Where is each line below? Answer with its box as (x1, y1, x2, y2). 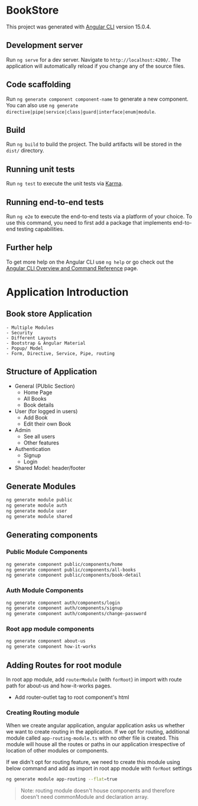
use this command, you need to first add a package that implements (6, 219, 172, 226)
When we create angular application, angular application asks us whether (6, 722, 185, 729)
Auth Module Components (6, 586, 84, 594)
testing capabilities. (17, 226, 64, 232)
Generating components (6, 530, 98, 540)
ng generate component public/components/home (6, 561, 123, 567)
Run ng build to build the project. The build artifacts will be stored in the (6, 140, 182, 148)
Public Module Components (6, 548, 87, 556)
